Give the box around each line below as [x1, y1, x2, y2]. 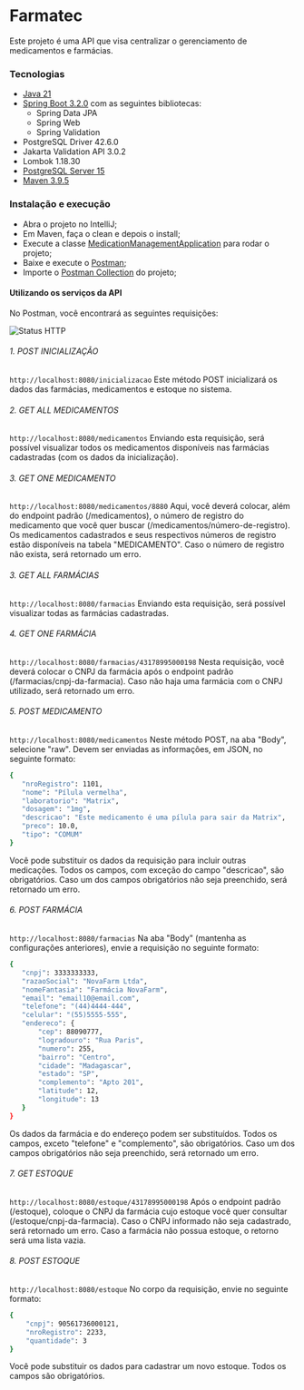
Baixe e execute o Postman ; [22, 257, 127, 268]
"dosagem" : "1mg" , [21, 805, 92, 814]
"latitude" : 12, [37, 1086, 100, 1096]
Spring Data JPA [35, 108, 98, 119]
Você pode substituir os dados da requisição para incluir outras [9, 855, 247, 866]
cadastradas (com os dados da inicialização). [9, 452, 179, 463]
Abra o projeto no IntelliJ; [22, 219, 118, 230]
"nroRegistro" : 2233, [25, 1327, 107, 1336]
